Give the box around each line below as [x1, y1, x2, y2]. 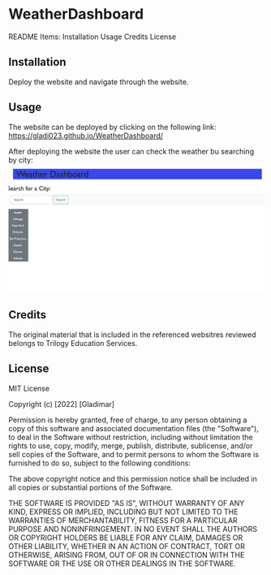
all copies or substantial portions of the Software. [8, 482, 173, 492]
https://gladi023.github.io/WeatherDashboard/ [8, 131, 164, 141]
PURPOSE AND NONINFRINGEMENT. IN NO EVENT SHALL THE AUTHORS [8, 524, 258, 534]
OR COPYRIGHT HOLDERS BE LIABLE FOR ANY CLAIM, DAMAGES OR [8, 533, 243, 543]
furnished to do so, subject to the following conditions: [8, 458, 191, 468]
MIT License [8, 383, 50, 393]
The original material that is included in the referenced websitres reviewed [8, 330, 256, 339]
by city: [8, 155, 34, 165]
